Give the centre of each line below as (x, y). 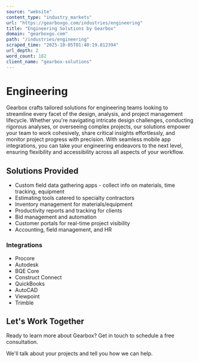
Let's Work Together (45, 321)
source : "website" (29, 12)
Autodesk (27, 264)
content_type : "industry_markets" (49, 17)
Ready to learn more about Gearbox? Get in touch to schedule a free (90, 336)
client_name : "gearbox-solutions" (49, 61)
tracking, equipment (39, 192)
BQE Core (27, 271)
